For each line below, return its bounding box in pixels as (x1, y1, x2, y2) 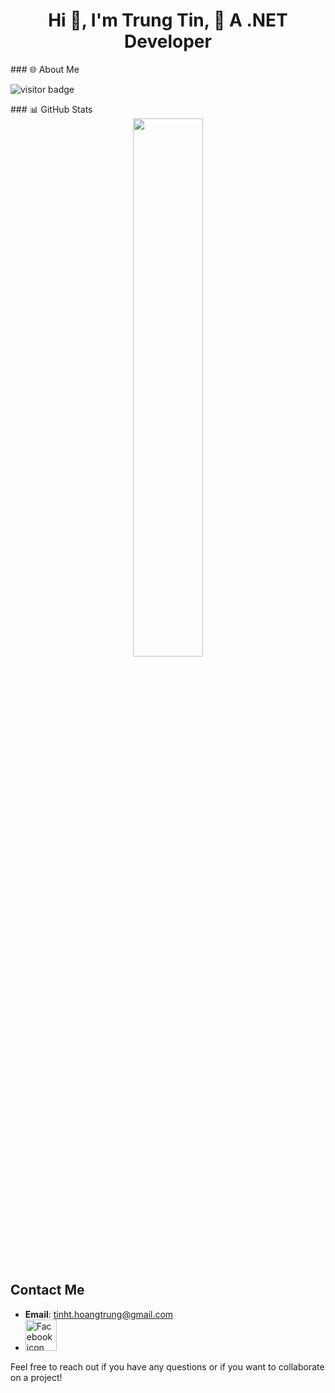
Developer (124, 30, 212, 53)
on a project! (10, 1371, 63, 1383)
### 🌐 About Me (10, 63, 80, 75)
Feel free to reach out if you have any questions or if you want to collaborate (10, 1360, 325, 1373)
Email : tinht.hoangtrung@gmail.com (24, 1308, 174, 1320)
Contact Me (10, 1282, 85, 1299)
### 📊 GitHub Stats (10, 103, 93, 115)
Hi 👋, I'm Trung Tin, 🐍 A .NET (48, 9, 288, 32)
